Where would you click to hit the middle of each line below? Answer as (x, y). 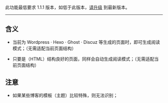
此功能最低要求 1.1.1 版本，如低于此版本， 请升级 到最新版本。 (67, 7)
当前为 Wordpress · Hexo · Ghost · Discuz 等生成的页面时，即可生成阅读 (86, 42)
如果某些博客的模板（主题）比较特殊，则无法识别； (65, 95)
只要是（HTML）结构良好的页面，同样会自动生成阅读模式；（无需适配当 (85, 59)
